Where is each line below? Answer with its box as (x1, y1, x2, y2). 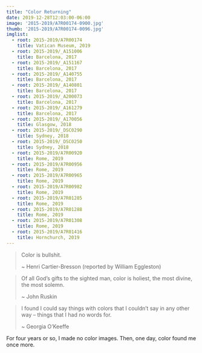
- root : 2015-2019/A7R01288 (11, 206, 83, 212)
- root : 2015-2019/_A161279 (11, 104, 83, 111)
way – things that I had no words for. (21, 311, 112, 318)
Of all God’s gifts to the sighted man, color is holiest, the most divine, (21, 274, 192, 282)
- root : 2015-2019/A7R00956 (11, 161, 83, 167)
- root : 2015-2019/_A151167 (11, 59, 83, 66)
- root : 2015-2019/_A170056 (11, 116, 83, 122)
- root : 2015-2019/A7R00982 (11, 184, 83, 190)
